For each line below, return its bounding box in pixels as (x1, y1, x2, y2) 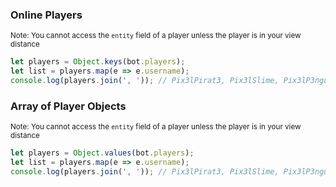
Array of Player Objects (10, 99, 127, 113)
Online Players (10, 8, 83, 22)
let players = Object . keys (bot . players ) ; (10, 57, 186, 67)
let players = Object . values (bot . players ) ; (10, 148, 195, 158)
